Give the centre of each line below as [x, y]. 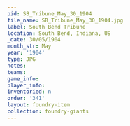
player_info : [26, 85]
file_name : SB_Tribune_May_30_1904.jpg [65, 20]
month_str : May [29, 46]
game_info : [23, 79]
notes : [17, 66]
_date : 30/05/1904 [34, 40]
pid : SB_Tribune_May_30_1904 [50, 14]
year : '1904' [26, 53]
